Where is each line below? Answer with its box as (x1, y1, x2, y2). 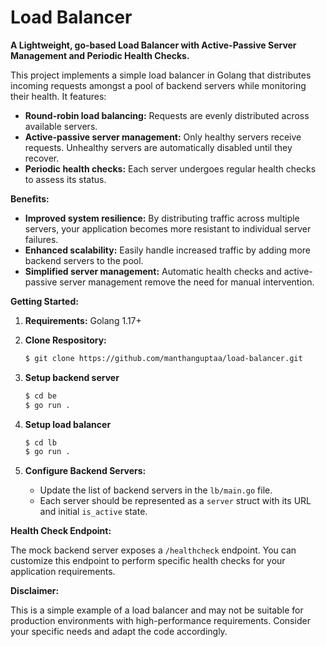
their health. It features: (10, 90, 107, 102)
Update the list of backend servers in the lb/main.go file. (39, 484, 273, 496)
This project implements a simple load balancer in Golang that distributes (10, 69, 312, 81)
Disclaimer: (10, 585, 60, 597)
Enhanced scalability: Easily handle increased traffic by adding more (24, 244, 311, 256)
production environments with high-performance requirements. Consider (10, 615, 311, 627)
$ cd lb (24, 437, 57, 448)
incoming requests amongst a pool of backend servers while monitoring (10, 79, 307, 91)
